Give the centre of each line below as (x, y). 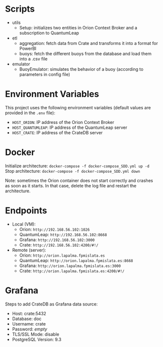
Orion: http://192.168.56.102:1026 (54, 229)
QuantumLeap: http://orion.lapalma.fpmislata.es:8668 (76, 260)
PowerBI (28, 48)
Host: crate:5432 (29, 313)
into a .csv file (33, 59)
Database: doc (27, 319)
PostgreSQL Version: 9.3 (37, 339)
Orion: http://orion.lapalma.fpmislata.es (62, 255)
